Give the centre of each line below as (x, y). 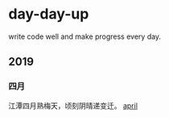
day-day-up (49, 14)
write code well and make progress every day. (85, 36)
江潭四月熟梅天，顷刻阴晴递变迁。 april (73, 105)
